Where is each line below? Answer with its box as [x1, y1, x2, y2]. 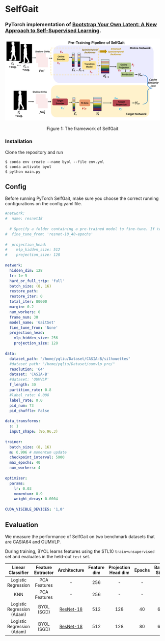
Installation [5, 138, 33, 145]
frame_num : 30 [9, 315, 38, 320]
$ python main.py [5, 169, 41, 174]
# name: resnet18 [5, 216, 43, 221]
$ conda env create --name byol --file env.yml [5, 159, 105, 164]
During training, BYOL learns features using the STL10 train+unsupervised [5, 548, 155, 554]
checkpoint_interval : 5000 [9, 455, 65, 460]
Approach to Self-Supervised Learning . [5, 27, 102, 34]
